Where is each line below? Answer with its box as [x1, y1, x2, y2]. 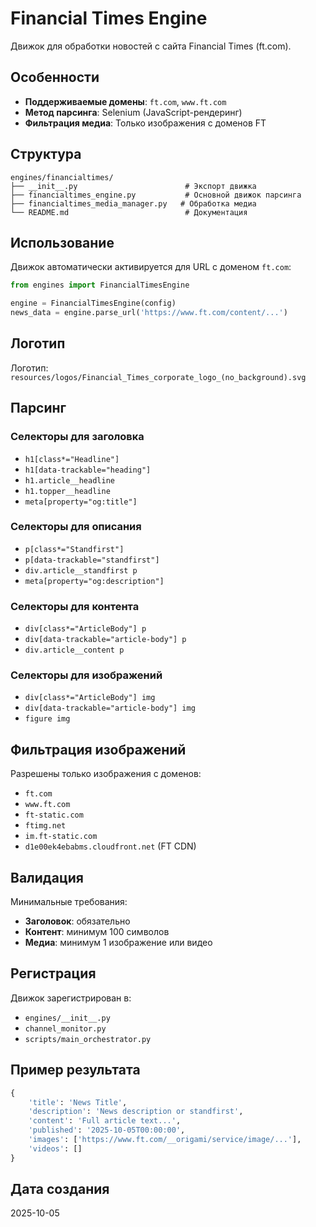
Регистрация [10, 965, 97, 982]
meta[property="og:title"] [24, 497, 138, 507]
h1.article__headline [24, 475, 115, 486]
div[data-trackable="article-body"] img [24, 703, 196, 714]
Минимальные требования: [10, 896, 128, 908]
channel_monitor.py [24, 1023, 107, 1034]
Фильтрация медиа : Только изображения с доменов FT [24, 117, 267, 129]
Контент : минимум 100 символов [24, 926, 170, 938]
